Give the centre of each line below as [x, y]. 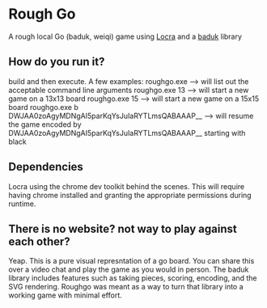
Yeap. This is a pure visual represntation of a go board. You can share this [131, 261]
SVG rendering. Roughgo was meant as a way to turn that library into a [126, 287]
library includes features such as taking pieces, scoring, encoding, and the [133, 278]
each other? [39, 241]
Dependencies [46, 167]
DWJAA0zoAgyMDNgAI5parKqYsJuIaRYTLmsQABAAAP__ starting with [127, 133]
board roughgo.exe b [43, 107]
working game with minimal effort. [66, 295]
